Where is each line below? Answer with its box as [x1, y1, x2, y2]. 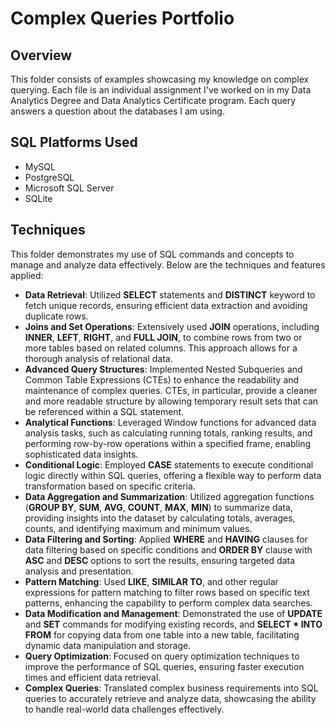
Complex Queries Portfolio [10, 7, 235, 30]
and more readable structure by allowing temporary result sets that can [24, 395, 319, 407]
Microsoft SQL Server [24, 182, 115, 194]
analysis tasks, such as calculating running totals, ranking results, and [24, 427, 313, 439]
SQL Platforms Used [10, 134, 138, 151]
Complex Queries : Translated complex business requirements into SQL [24, 682, 319, 694]
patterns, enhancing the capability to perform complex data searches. [24, 597, 313, 609]
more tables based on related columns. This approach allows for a [24, 342, 298, 354]
